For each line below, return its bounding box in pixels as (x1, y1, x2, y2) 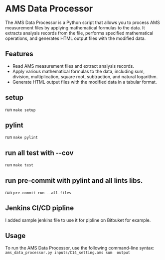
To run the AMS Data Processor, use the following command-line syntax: (5, 245, 155, 251)
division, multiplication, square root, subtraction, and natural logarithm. (12, 73, 158, 80)
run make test (5, 162, 34, 168)
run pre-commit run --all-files (5, 190, 71, 195)
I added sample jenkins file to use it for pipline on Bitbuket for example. (5, 217, 151, 223)
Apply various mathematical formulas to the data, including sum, (12, 68, 145, 74)
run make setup (5, 107, 36, 113)
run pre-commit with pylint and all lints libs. (5, 176, 143, 185)
